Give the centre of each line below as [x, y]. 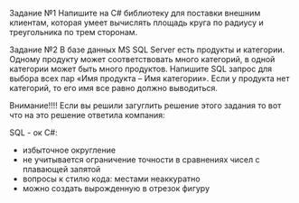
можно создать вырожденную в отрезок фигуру [116, 188]
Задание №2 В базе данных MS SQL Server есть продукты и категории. [147, 50]
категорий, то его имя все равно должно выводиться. [114, 88]
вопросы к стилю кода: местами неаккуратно [111, 179]
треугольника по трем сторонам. [74, 32]
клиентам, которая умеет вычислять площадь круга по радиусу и [136, 23]
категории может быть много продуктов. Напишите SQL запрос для [141, 69]
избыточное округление [69, 150]
